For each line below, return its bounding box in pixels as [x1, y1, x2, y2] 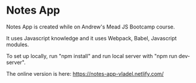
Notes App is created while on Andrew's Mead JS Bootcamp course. [6, 23, 175, 30]
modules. [6, 41, 29, 48]
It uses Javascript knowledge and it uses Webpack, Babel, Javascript [6, 34, 177, 41]
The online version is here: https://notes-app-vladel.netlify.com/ [6, 70, 164, 77]
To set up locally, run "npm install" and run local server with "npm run [6, 52, 177, 59]
